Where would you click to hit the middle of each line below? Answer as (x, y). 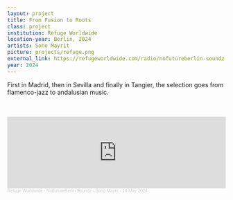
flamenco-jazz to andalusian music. (58, 92)
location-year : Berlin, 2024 (49, 39)
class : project (29, 26)
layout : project (31, 13)
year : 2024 (23, 65)
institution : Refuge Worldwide (52, 33)
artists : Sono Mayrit (38, 46)
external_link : (29, 59)
